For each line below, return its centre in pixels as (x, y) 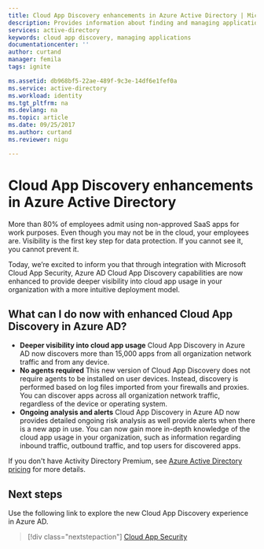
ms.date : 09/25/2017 (42, 125)
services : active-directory (54, 30)
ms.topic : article (38, 118)
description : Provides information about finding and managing (114, 23)
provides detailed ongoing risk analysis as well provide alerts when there (137, 421)
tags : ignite (29, 67)
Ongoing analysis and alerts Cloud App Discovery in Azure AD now (130, 412)
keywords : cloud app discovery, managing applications (100, 37)
